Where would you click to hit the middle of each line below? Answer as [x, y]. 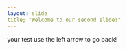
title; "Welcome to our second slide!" [64, 20]
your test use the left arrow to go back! [62, 39]
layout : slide [27, 13]
